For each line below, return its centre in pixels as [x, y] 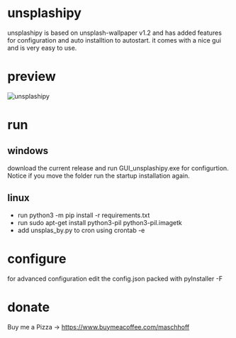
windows [28, 151]
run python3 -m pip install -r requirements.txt [84, 215]
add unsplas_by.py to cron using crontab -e [81, 230]
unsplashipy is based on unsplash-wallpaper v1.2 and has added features [114, 33]
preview [32, 77]
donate [29, 307]
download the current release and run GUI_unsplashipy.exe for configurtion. [118, 168]
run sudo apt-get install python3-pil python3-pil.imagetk [100, 222]
